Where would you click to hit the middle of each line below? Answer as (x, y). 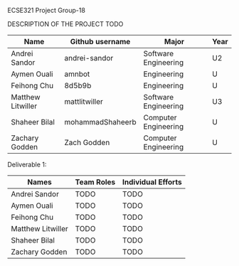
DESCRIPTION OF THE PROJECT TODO (65, 24)
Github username (100, 42)
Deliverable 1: (27, 164)
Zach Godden (87, 143)
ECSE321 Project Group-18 (46, 10)
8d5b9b (78, 86)
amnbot (77, 74)
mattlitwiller (83, 101)
